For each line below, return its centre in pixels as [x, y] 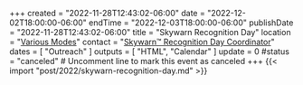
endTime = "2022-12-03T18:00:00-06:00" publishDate [191, 23]
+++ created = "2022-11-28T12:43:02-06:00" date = [107, 13]
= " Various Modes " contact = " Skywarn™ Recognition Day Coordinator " [142, 42]
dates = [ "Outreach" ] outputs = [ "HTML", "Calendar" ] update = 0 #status [149, 52]
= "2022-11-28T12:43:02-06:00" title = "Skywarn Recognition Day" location [150, 32]
